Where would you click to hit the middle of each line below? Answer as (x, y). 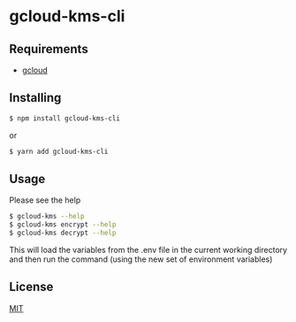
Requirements (49, 49)
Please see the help (45, 200)
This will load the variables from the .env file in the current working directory (148, 250)
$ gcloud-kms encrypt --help (63, 225)
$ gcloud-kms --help (47, 217)
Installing (35, 98)
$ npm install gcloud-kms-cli (65, 118)
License (31, 287)
